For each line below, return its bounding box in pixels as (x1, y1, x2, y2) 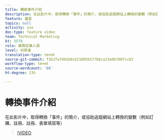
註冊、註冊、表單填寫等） (13, 120, 65, 126)
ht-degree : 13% (5, 70, 36, 75)
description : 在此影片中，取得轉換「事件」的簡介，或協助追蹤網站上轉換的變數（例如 (5, 12, 156, 17)
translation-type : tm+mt (5, 52, 55, 57)
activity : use (5, 25, 34, 30)
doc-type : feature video (5, 30, 55, 35)
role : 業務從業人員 (5, 43, 40, 48)
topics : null (5, 20, 32, 26)
